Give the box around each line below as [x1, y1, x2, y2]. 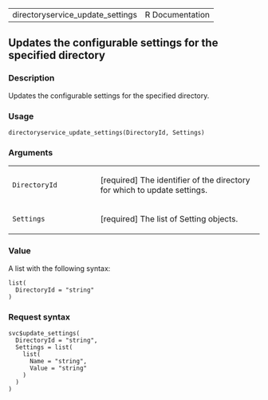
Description [8, 73, 55, 84]
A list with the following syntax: [8, 263, 111, 273]
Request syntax [8, 311, 70, 322]
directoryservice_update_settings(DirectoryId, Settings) [8, 128, 205, 136]
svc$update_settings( [8, 329, 81, 337]
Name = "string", [29, 357, 88, 365]
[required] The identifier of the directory [100, 175, 250, 186]
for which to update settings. [100, 185, 207, 196]
